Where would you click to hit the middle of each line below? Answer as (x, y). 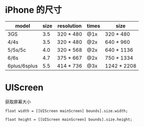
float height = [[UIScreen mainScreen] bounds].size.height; (69, 119)
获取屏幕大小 (18, 102)
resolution (70, 26)
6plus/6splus (23, 65)
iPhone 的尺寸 (34, 10)
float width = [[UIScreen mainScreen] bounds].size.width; (67, 111)
